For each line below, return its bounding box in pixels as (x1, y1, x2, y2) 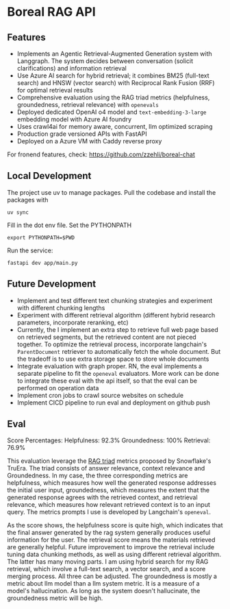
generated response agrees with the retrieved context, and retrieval (7, 493, 198, 501)
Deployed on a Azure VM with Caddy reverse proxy (16, 137, 162, 145)
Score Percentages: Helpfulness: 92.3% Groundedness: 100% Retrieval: (7, 436, 211, 444)
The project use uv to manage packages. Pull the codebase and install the (7, 188, 216, 196)
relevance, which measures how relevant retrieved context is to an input (7, 501, 211, 509)
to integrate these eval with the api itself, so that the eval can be (16, 377, 197, 385)
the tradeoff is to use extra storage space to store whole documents (16, 355, 209, 363)
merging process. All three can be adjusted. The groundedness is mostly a (7, 572, 218, 580)
